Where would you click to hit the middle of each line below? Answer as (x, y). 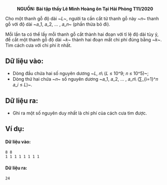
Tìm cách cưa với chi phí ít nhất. (38, 45)
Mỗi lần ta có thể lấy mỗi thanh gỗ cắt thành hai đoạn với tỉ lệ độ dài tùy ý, (82, 34)
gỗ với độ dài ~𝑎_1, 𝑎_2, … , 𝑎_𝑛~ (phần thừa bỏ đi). (58, 24)
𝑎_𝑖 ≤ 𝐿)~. (22, 85)
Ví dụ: (15, 129)
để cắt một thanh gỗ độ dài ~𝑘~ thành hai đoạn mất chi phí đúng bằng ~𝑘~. (83, 40)
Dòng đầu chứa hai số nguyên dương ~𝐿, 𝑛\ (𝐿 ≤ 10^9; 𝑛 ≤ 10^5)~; (81, 73)
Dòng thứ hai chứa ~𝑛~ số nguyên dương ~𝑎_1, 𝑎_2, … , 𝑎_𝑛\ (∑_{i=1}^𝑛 (85, 79)
